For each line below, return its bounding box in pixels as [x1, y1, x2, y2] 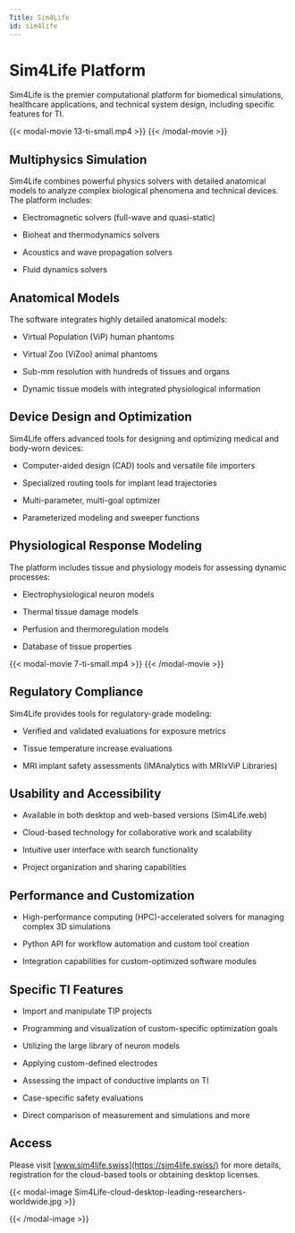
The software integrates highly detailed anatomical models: [9, 315, 228, 325]
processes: [9, 571, 51, 582]
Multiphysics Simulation [9, 151, 147, 167]
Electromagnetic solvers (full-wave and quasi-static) [21, 212, 216, 223]
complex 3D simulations [21, 921, 112, 932]
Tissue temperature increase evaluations [21, 743, 173, 754]
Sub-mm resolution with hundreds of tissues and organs [21, 366, 231, 377]
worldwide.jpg [9, 1195, 63, 1206]
